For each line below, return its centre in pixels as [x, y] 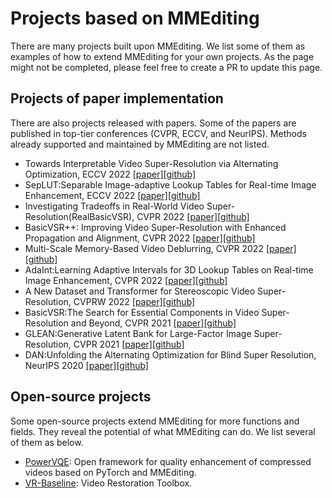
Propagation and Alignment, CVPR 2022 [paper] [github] [140, 238]
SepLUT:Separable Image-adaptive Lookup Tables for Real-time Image [170, 184]
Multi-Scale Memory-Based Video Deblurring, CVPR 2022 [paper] [160, 248]
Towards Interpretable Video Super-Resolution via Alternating [151, 163]
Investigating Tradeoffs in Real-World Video [114, 206]
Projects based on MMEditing [135, 18]
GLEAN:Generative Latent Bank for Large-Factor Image [138, 333]
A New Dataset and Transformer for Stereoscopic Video [140, 291]
